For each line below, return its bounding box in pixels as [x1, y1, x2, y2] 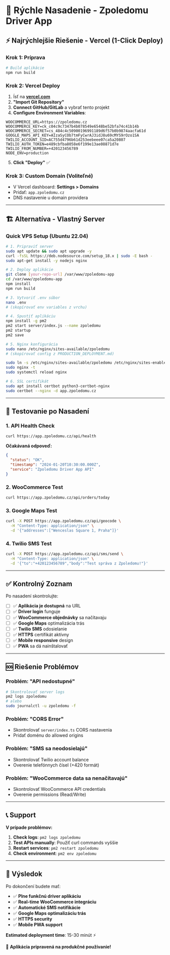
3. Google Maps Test [6, 507, 58, 514]
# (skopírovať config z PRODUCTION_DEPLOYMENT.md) [6, 351, 115, 356]
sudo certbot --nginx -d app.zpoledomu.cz [6, 388, 96, 393]
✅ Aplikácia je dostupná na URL [13, 603, 81, 609]
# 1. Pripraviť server [6, 244, 53, 249]
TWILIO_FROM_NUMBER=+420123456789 [6, 146, 79, 151]
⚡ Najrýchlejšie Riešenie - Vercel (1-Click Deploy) [6, 36, 163, 45]
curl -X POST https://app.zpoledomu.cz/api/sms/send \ [6, 551, 124, 556]
